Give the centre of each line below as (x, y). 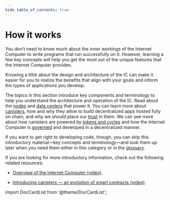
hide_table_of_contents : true (37, 10)
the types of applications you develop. (45, 85)
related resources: (24, 163)
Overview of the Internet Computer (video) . (57, 172)
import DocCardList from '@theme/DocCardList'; (56, 192)
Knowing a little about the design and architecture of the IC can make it (79, 75)
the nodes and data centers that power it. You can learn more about (76, 106)
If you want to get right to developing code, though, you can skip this (77, 137)
